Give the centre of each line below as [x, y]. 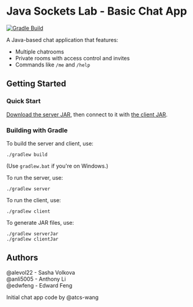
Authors [22, 258]
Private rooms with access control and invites [72, 58]
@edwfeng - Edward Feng [39, 285]
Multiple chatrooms [39, 51]
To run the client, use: [34, 200]
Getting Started [36, 84]
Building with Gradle [37, 130]
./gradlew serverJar [33, 234]
